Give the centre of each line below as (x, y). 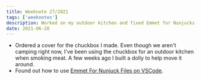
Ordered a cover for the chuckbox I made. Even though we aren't (95, 45)
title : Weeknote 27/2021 (37, 12)
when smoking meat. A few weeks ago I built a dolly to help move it (98, 58)
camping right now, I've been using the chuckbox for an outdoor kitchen (104, 52)
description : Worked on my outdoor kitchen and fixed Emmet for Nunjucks (101, 23)
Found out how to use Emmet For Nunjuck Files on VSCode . (89, 71)
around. (25, 64)
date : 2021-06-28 (28, 28)
